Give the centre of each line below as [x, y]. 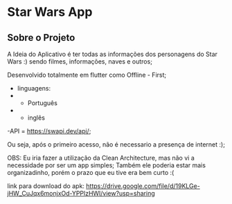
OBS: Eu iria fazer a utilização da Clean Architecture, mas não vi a [101, 158]
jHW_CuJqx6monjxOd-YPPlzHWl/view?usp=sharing [81, 193]
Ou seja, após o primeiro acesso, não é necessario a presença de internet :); [116, 145]
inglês [36, 118]
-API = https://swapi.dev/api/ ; [49, 131]
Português [42, 103]
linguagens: [34, 88]
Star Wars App [50, 12]
